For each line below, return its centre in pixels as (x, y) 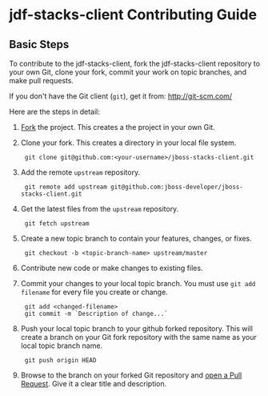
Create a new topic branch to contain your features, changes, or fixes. (136, 238)
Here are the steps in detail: (55, 111)
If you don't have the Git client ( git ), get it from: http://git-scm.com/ (121, 96)
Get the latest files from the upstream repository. (100, 209)
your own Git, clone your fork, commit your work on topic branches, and (128, 72)
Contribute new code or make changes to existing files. (112, 268)
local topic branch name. (62, 345)
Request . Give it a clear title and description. (94, 384)
